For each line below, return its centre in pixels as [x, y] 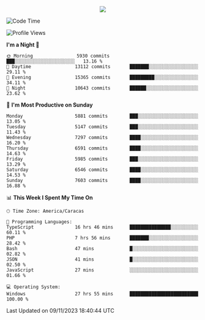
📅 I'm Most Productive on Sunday [50, 105]
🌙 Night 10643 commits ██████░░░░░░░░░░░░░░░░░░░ [102, 88]
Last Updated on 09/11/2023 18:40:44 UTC [60, 310]
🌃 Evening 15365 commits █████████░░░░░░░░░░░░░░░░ [102, 77]
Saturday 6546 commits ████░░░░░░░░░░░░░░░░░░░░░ [102, 170]
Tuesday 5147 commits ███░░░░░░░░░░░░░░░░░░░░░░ [102, 127]
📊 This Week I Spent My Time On [50, 197]
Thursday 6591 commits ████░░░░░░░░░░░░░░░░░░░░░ [102, 148]
